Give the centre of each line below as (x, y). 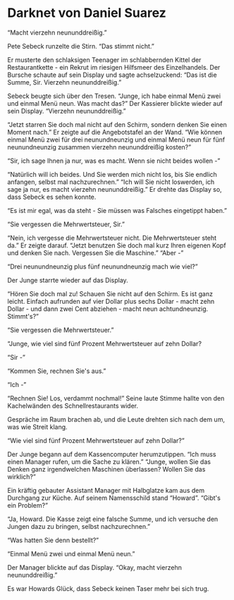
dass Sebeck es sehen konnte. (52, 197)
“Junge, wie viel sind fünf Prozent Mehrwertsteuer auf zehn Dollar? (105, 343)
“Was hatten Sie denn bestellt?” (53, 540)
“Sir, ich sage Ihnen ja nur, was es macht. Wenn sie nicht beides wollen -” (114, 161)
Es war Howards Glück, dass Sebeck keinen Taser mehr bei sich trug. (108, 588)
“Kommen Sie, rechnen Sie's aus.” (57, 371)
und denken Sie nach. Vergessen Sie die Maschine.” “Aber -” (96, 252)
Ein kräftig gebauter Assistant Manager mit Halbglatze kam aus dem (106, 490)
